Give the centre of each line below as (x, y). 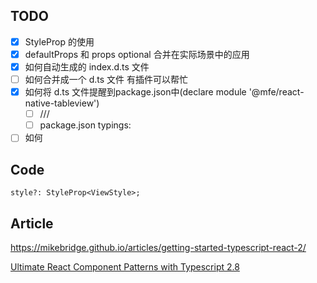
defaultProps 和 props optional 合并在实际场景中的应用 (137, 54)
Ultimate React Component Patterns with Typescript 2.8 (125, 266)
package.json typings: (85, 125)
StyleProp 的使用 (59, 41)
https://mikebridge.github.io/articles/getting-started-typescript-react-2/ (158, 247)
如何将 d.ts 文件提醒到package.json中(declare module (135, 92)
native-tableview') (62, 103)
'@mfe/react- (276, 92)
